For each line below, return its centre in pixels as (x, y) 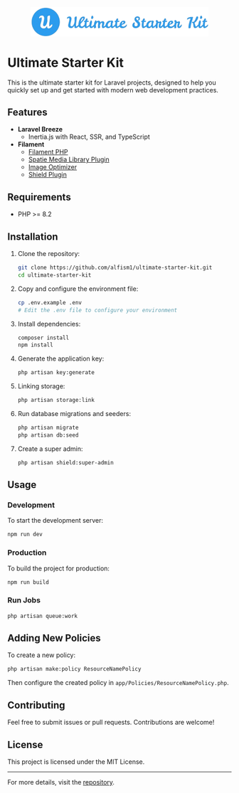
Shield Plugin (48, 175)
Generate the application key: (61, 358)
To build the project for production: (59, 568)
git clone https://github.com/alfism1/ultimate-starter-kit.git (115, 268)
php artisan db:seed (48, 435)
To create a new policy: (42, 655)
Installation (33, 236)
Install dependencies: (49, 324)
